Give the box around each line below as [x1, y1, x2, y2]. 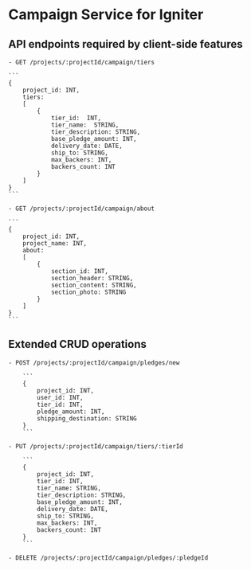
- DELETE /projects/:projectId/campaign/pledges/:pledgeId [8, 553, 209, 562]
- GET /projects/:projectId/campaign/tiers [8, 58, 155, 66]
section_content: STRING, [50, 281, 137, 289]
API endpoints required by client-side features [8, 37, 243, 51]
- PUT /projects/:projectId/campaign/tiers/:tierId [8, 442, 183, 451]
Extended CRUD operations [8, 338, 147, 351]
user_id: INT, [37, 393, 84, 401]
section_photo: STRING [50, 288, 127, 296]
